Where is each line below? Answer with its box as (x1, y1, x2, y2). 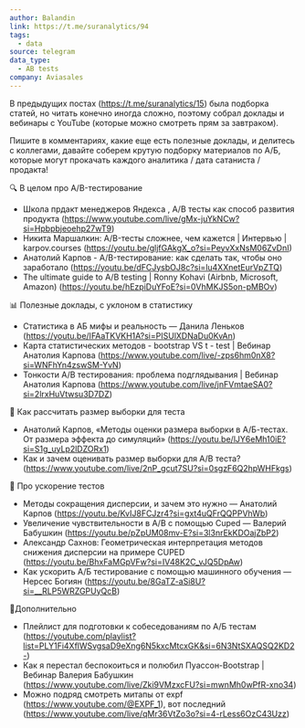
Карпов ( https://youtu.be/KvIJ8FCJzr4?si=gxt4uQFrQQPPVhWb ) (22, 508, 268, 519)
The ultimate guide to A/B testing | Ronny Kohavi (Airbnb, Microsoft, (22, 271, 279, 282)
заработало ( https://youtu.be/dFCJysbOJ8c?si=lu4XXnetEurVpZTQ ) (22, 261, 283, 272)
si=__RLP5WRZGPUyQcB (22, 586, 117, 596)
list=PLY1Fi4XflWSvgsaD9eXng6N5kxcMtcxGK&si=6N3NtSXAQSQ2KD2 (22, 640, 295, 651)
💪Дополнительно (9, 603, 78, 614)
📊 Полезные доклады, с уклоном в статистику (9, 299, 194, 311)
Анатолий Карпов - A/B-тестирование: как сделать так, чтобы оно (22, 252, 283, 263)
